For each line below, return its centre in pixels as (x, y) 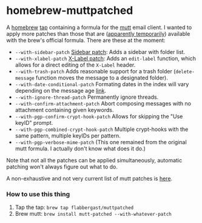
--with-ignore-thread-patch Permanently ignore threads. (87, 97)
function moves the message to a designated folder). (102, 78)
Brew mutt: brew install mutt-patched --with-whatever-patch (93, 214)
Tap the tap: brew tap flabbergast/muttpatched (74, 207)
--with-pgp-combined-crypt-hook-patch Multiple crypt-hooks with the (102, 129)
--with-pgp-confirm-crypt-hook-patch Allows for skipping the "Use (99, 116)
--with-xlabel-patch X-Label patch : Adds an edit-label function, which (105, 58)
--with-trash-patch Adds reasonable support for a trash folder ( (95, 71)
